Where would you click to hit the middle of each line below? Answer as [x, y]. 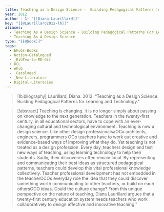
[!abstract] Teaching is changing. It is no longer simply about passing [86, 111]
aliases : [14, 28]
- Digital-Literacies [31, 82]
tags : [10, 46]
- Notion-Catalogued [30, 55]
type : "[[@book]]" [24, 42]
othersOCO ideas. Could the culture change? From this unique [80, 189]
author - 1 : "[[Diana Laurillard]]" [42, 19]
